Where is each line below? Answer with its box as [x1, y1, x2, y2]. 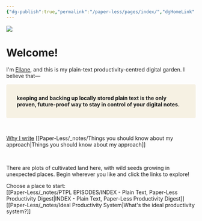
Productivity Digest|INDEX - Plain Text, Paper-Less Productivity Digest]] [6, 195, 185, 202]
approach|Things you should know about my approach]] [6, 141, 146, 148]
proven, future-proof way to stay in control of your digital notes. [17, 100, 180, 108]
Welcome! [6, 46, 58, 59]
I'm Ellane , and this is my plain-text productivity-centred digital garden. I [6, 65, 185, 73]
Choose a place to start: [6, 182, 66, 189]
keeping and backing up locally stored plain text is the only [17, 94, 167, 101]
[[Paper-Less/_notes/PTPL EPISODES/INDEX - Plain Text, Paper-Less [6, 189, 178, 196]
